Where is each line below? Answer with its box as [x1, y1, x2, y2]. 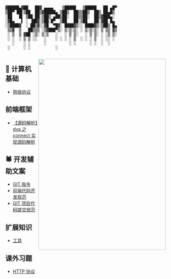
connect [12, 132, 31, 138]
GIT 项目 [12, 200, 31, 207]
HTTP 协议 [12, 268, 36, 274]
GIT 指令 [12, 181, 31, 187]
